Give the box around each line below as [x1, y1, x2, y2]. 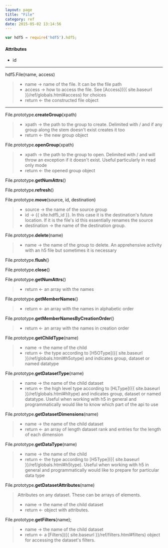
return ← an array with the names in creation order [24, 325, 129, 332]
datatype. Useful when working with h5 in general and [24, 396, 136, 402]
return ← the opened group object [24, 168, 95, 174]
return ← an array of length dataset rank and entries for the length [24, 426, 161, 432]
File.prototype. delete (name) [5, 232, 63, 239]
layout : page [5, 7, 32, 13]
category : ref [5, 17, 35, 22]
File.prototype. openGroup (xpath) [5, 142, 74, 148]
